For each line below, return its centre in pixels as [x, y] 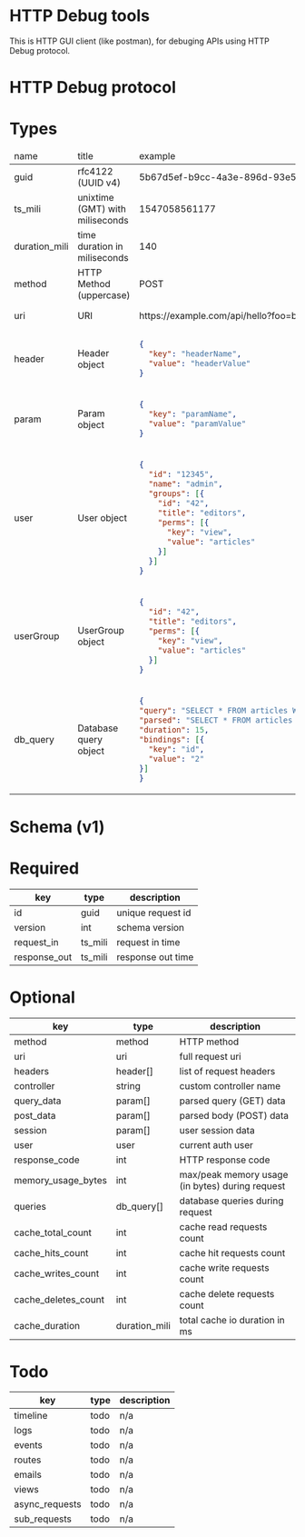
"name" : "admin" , [186, 484]
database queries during [231, 1201]
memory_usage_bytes [60, 1180]
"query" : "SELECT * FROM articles [214, 710]
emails [28, 1475]
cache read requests [223, 1226]
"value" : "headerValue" [200, 364]
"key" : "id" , [177, 749]
